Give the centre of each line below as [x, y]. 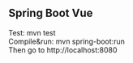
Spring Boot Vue [51, 13]
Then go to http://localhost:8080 [63, 50]
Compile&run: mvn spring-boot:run [67, 41]
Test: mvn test [32, 32]
